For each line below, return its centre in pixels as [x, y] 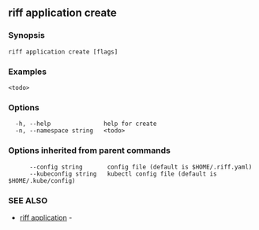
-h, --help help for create [86, 124]
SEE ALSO [28, 200]
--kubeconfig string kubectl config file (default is [123, 174]
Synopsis [26, 35]
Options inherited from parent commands [90, 150]
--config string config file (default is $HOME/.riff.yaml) [141, 167]
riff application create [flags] [63, 52]
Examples [28, 72]
